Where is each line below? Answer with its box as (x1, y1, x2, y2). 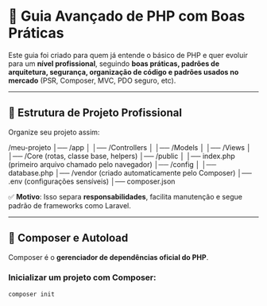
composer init (8, 290, 56, 298)
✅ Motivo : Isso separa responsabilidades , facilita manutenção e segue (8, 192, 242, 201)
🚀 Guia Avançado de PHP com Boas (8, 7, 246, 25)
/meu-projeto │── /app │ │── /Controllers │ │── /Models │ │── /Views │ (8, 142, 252, 152)
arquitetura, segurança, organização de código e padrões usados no (8, 67, 239, 76)
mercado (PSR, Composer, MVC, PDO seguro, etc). (8, 76, 176, 85)
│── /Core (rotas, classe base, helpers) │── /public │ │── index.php (8, 151, 236, 161)
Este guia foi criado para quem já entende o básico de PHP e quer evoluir (8, 50, 248, 60)
